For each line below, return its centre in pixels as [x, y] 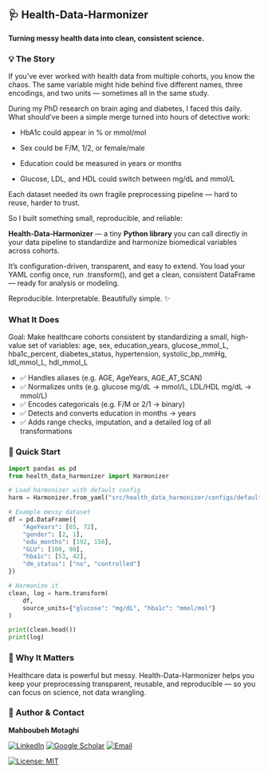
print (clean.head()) [43, 630]
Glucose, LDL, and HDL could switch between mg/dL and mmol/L [127, 179]
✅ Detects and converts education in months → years [108, 413]
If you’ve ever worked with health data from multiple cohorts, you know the [132, 77]
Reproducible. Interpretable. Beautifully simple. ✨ [89, 298]
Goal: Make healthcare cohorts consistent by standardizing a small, [119, 337]
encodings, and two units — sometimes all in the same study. [109, 93]
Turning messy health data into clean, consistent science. [106, 38]
